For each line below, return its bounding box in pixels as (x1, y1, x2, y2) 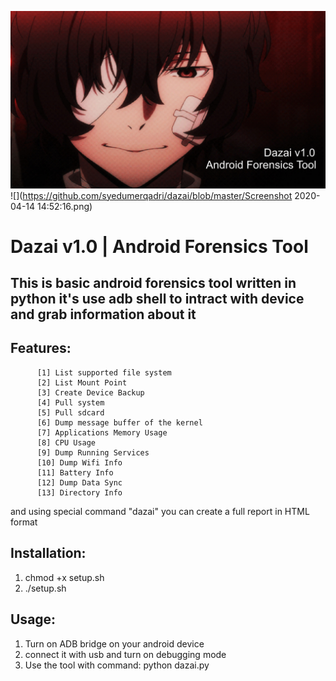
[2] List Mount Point (36, 377, 128, 388)
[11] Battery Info (36, 467, 114, 478)
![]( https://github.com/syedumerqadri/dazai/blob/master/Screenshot (10, 189, 293, 201)
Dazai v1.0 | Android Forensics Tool (10, 235, 309, 258)
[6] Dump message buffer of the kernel (36, 417, 203, 428)
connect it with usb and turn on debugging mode (24, 648, 227, 660)
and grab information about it (10, 306, 197, 323)
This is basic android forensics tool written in (10, 275, 297, 292)
